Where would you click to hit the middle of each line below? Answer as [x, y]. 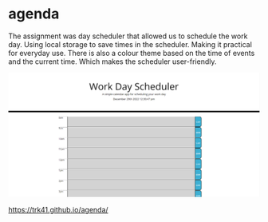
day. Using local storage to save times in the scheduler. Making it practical [130, 44]
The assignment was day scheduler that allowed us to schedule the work [128, 36]
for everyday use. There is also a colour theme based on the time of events [132, 53]
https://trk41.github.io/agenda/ [59, 210]
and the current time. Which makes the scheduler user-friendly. [112, 61]
